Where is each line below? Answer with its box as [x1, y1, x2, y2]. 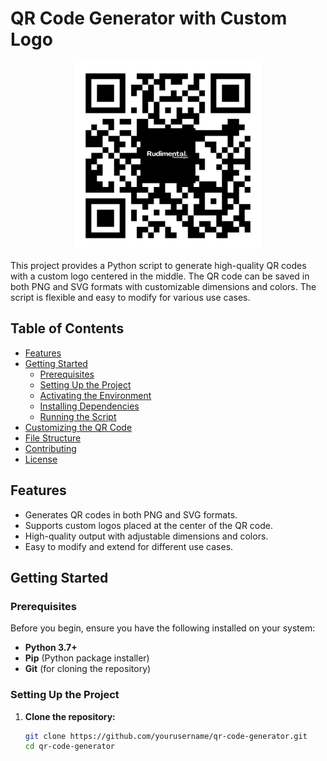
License [24, 453, 58, 465]
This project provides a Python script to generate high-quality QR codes [10, 259, 307, 271]
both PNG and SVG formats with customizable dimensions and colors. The [10, 280, 317, 292]
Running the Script [39, 410, 117, 422]
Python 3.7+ [24, 642, 78, 654]
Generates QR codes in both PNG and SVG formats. [24, 508, 238, 521]
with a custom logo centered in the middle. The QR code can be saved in [10, 270, 310, 282]
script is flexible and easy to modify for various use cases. [10, 291, 251, 303]
